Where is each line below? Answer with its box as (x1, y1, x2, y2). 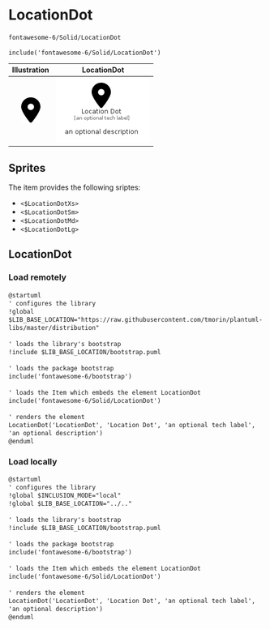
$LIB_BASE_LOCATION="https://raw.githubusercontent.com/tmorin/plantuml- (8, 315, 264, 323)
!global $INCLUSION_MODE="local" (8, 491, 122, 499)
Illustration (11, 65, 50, 75)
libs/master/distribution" (8, 323, 100, 332)
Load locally (8, 456, 58, 467)
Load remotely (8, 272, 67, 283)
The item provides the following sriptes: (8, 182, 141, 192)
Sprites (8, 160, 46, 175)
